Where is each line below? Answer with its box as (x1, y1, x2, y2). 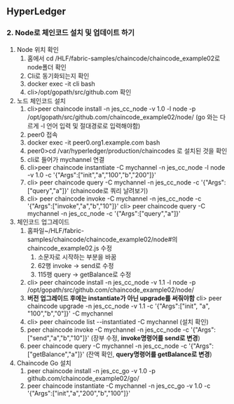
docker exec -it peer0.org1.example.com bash (27, 138, 160, 147)
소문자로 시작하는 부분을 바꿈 (37, 252, 117, 261)
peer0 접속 (27, 130, 58, 139)
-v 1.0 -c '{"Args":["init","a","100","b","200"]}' (27, 170, 157, 179)
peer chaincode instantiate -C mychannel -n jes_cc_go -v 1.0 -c (27, 382, 211, 390)
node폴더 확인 (27, 62, 67, 71)
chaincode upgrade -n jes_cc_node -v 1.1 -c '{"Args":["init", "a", (27, 302, 210, 310)
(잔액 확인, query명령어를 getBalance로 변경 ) (85, 350, 212, 358)
